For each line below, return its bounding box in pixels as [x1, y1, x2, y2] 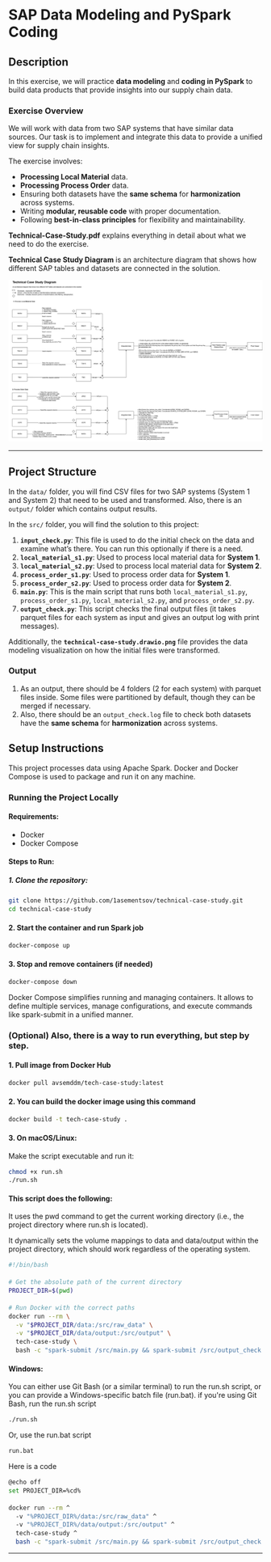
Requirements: [8, 812, 59, 821]
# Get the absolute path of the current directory [8, 1278, 182, 1286]
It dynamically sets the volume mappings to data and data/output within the [8, 1235, 259, 1246]
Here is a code [8, 1462, 57, 1471]
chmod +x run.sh [8, 1167, 63, 1176]
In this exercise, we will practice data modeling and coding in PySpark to [8, 77, 253, 86]
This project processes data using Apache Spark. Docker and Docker [8, 762, 239, 773]
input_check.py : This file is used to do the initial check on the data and [19, 535, 255, 545]
